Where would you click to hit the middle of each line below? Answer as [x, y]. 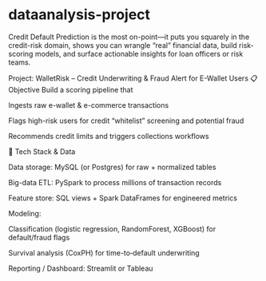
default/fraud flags [39, 237]
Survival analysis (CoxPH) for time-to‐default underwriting [104, 252]
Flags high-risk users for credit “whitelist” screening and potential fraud [126, 121]
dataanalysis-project [79, 15]
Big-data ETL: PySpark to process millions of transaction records [115, 182]
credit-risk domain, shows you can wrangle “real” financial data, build [123, 45]
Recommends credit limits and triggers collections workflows [109, 136]
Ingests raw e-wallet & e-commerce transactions [89, 105]
